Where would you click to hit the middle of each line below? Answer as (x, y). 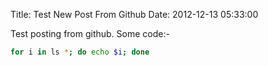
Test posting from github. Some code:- (90, 33)
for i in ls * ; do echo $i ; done (80, 52)
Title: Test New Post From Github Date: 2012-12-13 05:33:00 (134, 14)
